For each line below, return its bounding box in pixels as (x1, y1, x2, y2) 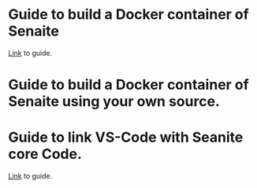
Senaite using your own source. (8, 93, 221, 111)
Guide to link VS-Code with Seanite (8, 128, 244, 146)
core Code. (8, 146, 83, 163)
